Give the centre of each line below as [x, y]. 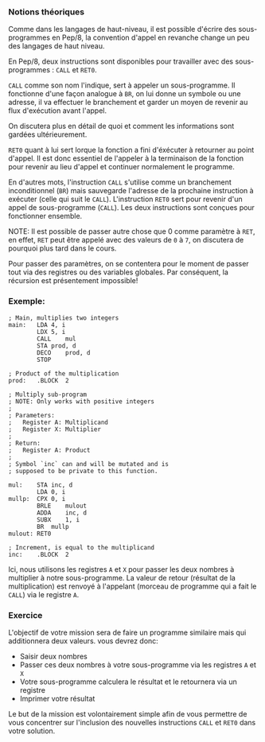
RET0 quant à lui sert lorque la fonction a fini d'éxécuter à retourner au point [131, 150]
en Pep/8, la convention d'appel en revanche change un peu [150, 37]
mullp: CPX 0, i [37, 499]
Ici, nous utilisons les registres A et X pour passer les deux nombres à [121, 569]
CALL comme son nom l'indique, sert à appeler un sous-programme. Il [122, 85]
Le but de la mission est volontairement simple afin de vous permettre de [128, 713]
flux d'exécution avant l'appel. [58, 111]
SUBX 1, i [58, 519]
